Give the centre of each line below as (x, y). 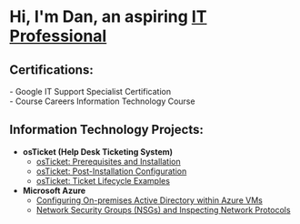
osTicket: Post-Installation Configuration (111, 171)
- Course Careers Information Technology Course (102, 101)
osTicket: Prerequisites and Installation (109, 161)
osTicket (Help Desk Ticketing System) (98, 151)
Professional (58, 36)
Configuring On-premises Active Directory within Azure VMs (150, 200)
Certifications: (51, 70)
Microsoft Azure (54, 190)
